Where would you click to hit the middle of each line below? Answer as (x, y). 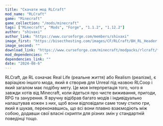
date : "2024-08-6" (24, 63)
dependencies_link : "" (28, 59)
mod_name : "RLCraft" (26, 14)
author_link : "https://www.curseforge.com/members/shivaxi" (67, 37)
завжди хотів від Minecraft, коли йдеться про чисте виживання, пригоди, (81, 93)
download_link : (20, 50)
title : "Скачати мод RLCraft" (36, 9)
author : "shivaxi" (24, 32)
